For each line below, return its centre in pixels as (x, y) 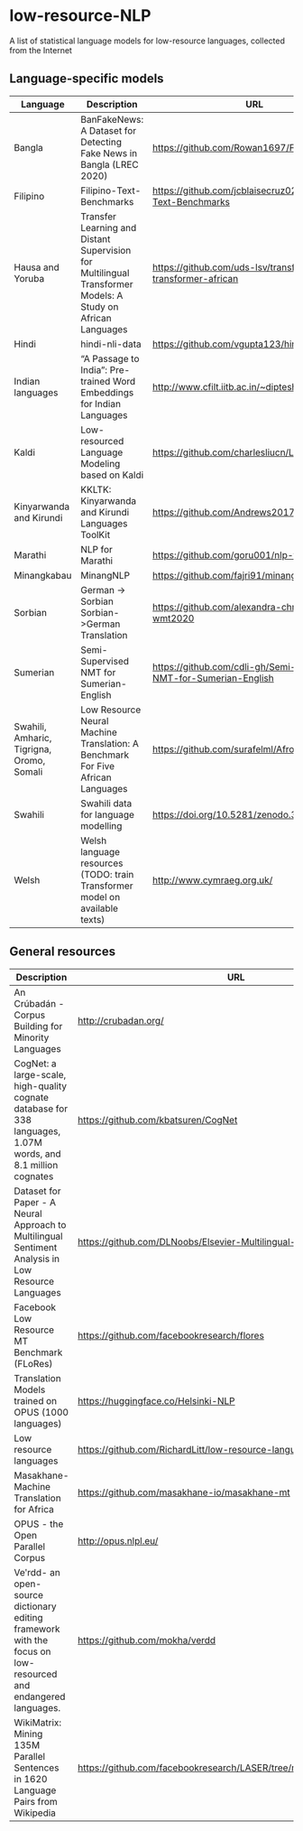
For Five (98, 766)
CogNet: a (35, 1064)
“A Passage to (110, 358)
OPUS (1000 (41, 1412)
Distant (96, 238)
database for (41, 1109)
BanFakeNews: (112, 119)
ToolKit (96, 534)
